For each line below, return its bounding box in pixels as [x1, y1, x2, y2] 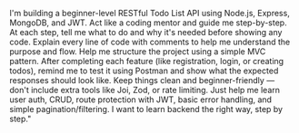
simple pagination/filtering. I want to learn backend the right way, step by [9, 104, 284, 114]
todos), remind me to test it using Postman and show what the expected [9, 65, 279, 76]
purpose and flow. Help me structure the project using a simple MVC [9, 46, 266, 57]
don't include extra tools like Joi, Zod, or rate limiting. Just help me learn [9, 85, 280, 95]
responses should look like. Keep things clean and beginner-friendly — [9, 75, 275, 85]
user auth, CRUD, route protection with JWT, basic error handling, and [9, 94, 273, 105]
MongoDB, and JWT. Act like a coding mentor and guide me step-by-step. [9, 17, 288, 28]
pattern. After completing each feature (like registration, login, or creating [9, 56, 284, 66]
